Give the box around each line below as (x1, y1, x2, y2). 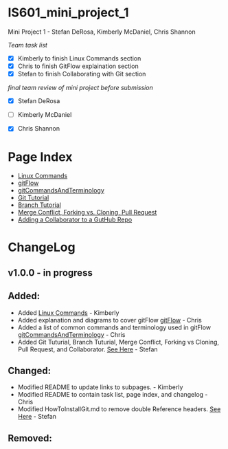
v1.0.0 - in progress (8, 267, 93, 278)
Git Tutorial (17, 194, 49, 202)
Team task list (8, 41, 47, 49)
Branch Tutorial (17, 201, 61, 209)
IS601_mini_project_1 (8, 5, 129, 21)
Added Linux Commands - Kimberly (17, 308, 119, 317)
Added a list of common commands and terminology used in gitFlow (17, 323, 212, 331)
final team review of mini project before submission (8, 84, 153, 92)
